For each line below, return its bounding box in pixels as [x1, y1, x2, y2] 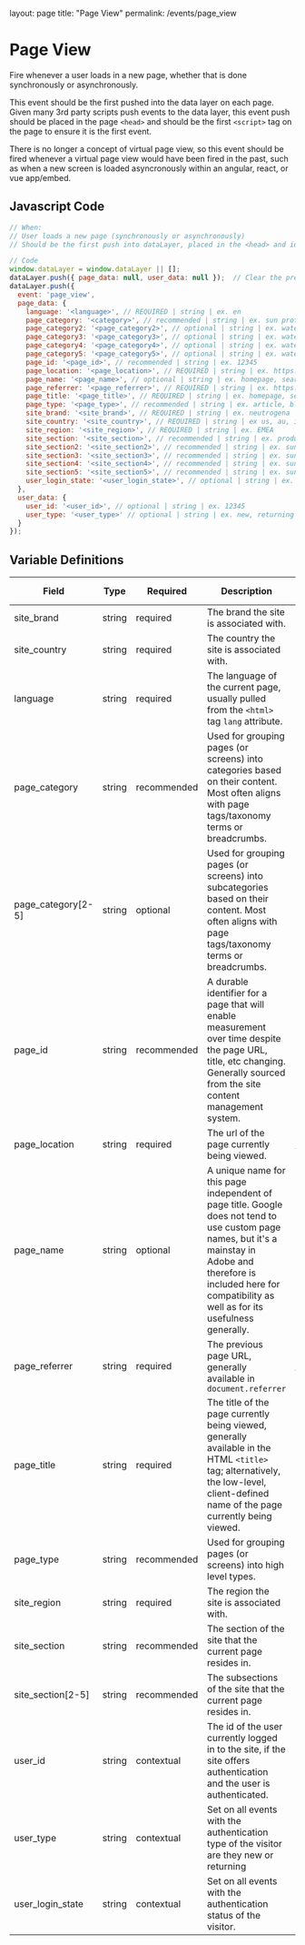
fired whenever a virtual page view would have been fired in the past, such [9, 153, 289, 164]
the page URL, [207, 1043, 268, 1056]
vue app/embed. [9, 172, 72, 183]
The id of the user [207, 1720, 283, 1733]
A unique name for [207, 1164, 286, 1177]
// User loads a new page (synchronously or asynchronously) [9, 231, 246, 240]
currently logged [207, 1732, 279, 1745]
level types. [207, 1570, 256, 1583]
